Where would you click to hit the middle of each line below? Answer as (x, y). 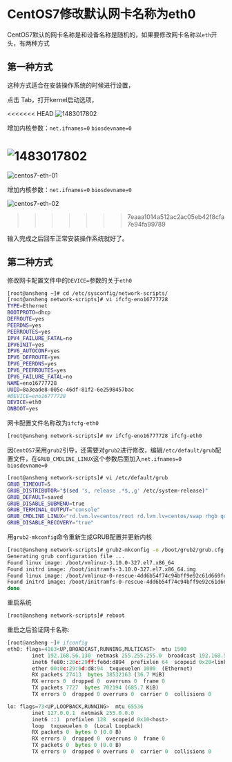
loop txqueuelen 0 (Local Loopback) (88, 726)
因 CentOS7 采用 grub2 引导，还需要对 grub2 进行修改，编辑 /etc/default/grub (111, 450)
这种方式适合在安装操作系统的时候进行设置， (71, 85)
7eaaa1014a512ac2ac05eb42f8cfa (176, 217)
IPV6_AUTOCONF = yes (33, 351)
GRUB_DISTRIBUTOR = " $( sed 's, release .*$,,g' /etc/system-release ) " (108, 490)
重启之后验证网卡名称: (39, 630)
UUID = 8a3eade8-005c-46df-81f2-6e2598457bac (71, 390)
